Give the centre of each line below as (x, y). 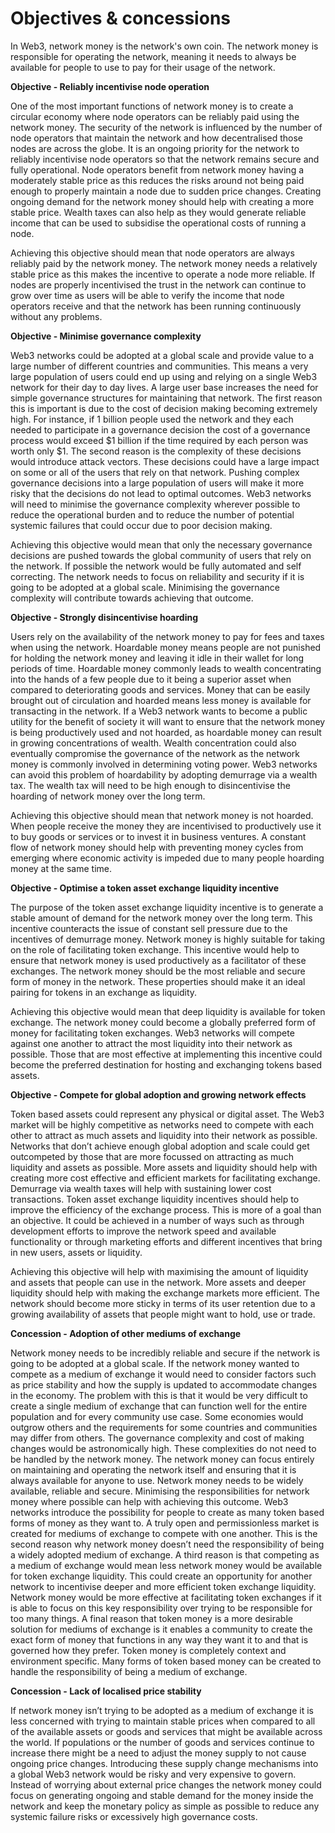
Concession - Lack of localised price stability (106, 1691)
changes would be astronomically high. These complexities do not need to (163, 1448)
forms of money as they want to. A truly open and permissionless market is (165, 1523)
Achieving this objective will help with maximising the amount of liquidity (159, 1271)
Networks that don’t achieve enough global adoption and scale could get (160, 1146)
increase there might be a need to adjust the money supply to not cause (158, 1753)
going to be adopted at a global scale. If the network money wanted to (155, 1363)
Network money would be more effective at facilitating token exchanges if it (166, 1597)
